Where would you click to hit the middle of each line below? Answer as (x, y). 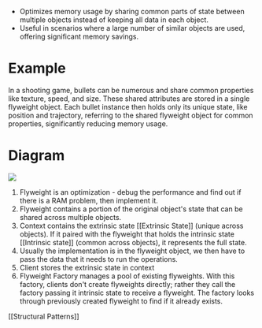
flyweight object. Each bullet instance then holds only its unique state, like (128, 106)
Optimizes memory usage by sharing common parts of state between (132, 11)
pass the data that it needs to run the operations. (99, 259)
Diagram (37, 156)
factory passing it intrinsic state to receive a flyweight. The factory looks (137, 293)
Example (37, 68)
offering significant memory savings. (79, 36)
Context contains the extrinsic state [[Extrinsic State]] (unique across (131, 225)
